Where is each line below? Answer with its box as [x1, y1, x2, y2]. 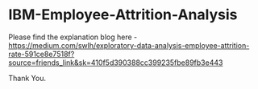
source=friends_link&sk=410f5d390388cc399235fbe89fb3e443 [8, 58, 223, 67]
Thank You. [8, 73, 47, 83]
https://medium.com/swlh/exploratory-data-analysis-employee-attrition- [8, 40, 250, 50]
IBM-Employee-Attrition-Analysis [8, 6, 238, 24]
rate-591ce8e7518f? [8, 49, 75, 59]
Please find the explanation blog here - [8, 32, 138, 42]
